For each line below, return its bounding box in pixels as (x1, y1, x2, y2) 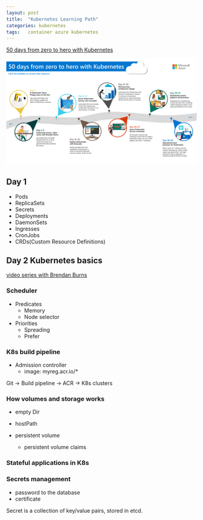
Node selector (24, 313, 60, 320)
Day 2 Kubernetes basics (6, 255, 103, 266)
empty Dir (14, 409, 40, 416)
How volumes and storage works (6, 394, 105, 403)
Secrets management (6, 475, 71, 484)
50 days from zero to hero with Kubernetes (6, 46, 114, 54)
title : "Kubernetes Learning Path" (6, 16, 98, 22)
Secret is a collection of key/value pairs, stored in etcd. (6, 507, 143, 514)
